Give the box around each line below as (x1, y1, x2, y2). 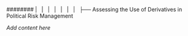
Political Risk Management (6, 12, 74, 20)
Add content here (6, 24, 51, 31)
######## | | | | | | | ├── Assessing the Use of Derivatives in (6, 6, 182, 13)
